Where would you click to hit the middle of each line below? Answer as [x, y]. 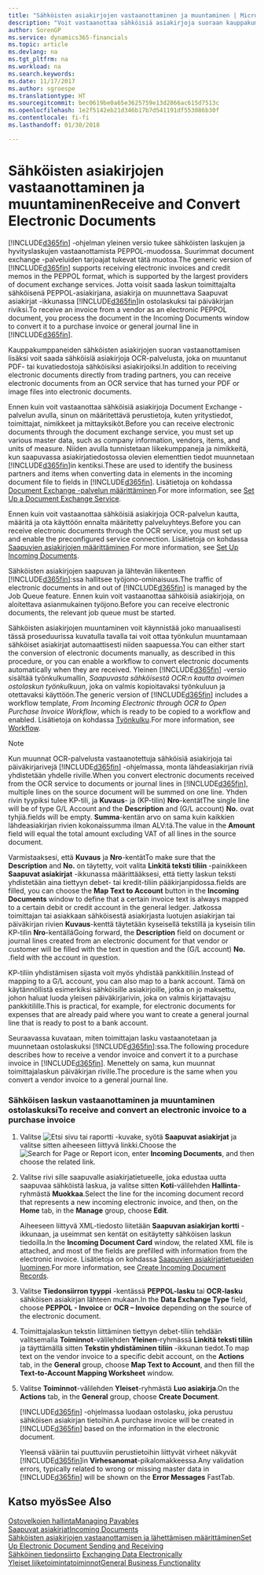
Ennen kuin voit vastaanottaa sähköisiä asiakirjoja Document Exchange [123, 406]
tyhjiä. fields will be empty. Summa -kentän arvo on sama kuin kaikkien [121, 817]
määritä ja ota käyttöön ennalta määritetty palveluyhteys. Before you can [125, 522]
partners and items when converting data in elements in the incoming [121, 473]
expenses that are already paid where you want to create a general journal [128, 1014]
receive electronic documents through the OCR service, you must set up [125, 531]
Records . [34, 1276]
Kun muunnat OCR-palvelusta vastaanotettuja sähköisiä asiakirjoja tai [120, 758]
